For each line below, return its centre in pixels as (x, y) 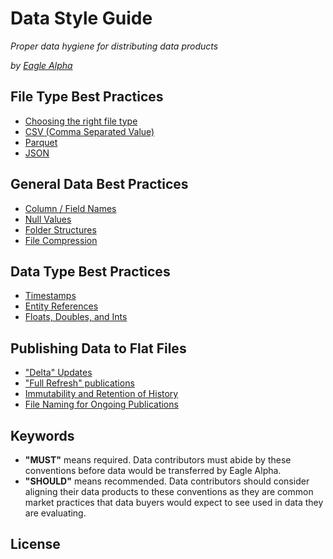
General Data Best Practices (99, 184)
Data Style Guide (81, 18)
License (35, 544)
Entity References (61, 306)
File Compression (61, 240)
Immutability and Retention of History (101, 394)
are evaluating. (55, 513)
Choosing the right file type (81, 121)
